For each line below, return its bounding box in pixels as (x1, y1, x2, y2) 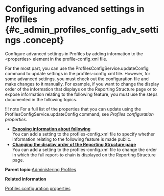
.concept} (23, 35, 65, 46)
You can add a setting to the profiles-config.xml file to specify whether (12, 131, 155, 137)
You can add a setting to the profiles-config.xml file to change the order (12, 147, 157, 152)
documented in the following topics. (5, 96, 77, 102)
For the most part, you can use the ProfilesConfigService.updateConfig (5, 65, 149, 71)
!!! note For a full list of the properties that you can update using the (5, 106, 141, 112)
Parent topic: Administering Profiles (5, 166, 77, 172)
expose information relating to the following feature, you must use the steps (5, 91, 158, 97)
